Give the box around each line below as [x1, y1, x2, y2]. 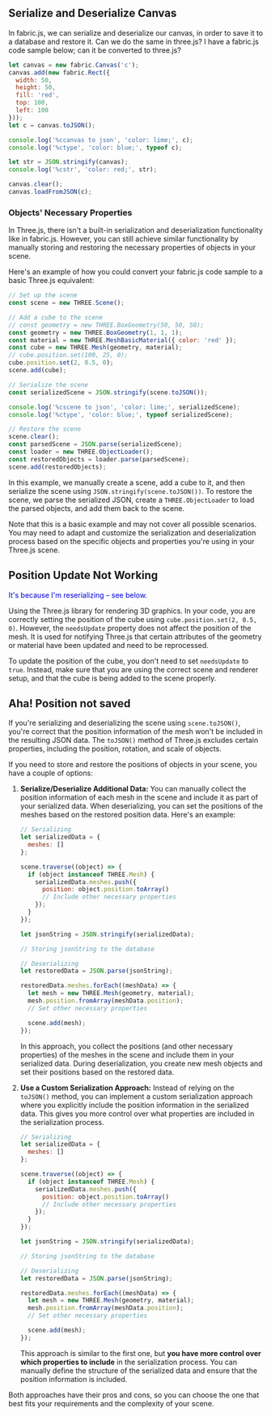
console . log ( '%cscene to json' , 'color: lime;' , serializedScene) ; [8, 403, 241, 411]
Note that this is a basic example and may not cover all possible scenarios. [8, 519, 257, 529]
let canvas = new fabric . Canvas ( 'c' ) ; [8, 61, 139, 69]
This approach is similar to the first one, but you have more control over [19, 1348, 261, 1358]
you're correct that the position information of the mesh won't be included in [8, 727, 263, 736]
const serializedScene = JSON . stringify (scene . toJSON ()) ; [8, 388, 208, 397]
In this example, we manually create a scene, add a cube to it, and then [8, 478, 245, 487]
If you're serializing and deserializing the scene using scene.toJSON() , [8, 718, 241, 728]
